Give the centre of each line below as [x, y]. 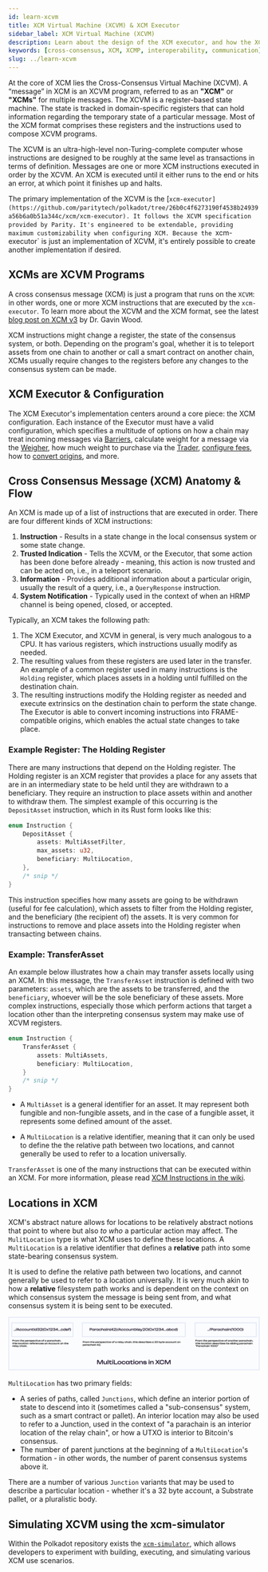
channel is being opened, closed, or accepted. [96, 604]
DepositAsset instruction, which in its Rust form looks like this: [110, 810]
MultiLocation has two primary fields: [70, 1383]
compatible [38, 720]
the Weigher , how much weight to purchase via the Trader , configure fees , [130, 447]
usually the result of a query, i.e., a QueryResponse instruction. [120, 588]
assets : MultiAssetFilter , [82, 842]
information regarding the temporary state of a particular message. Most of [132, 117]
